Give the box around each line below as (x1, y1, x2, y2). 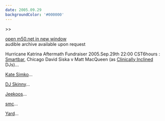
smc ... (5, 100, 18, 106)
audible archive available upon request (5, 41, 86, 47)
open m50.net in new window (5, 36, 67, 42)
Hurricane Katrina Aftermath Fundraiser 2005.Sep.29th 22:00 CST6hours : (5, 51, 160, 57)
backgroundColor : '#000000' (5, 12, 65, 17)
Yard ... (5, 110, 19, 116)
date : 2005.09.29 (5, 7, 42, 13)
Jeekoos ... (5, 91, 27, 97)
